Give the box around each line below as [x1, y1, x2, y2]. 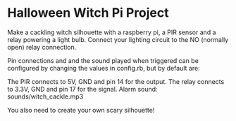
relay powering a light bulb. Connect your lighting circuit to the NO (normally [7, 35, 229, 43]
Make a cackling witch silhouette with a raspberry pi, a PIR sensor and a [7, 28, 216, 36]
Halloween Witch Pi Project [7, 5, 169, 21]
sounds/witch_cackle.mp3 [7, 92, 84, 101]
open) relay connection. [7, 43, 77, 51]
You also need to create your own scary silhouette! [7, 106, 155, 114]
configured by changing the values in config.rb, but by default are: [7, 64, 200, 72]
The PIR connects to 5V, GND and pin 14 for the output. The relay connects [7, 77, 225, 85]
